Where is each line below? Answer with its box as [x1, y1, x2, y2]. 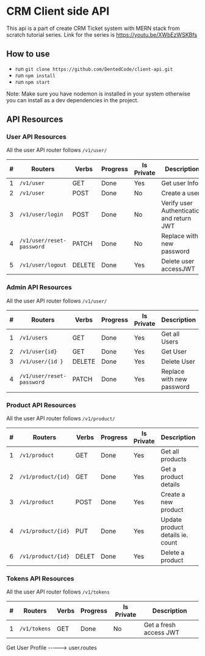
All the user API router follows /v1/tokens [6, 588, 110, 595]
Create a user [161, 189, 200, 197]
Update [160, 516, 182, 524]
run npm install [15, 72, 56, 79]
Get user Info [161, 179, 199, 187]
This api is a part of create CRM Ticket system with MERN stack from [6, 25, 180, 32]
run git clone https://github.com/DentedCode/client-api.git [15, 65, 173, 72]
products [160, 455, 187, 464]
